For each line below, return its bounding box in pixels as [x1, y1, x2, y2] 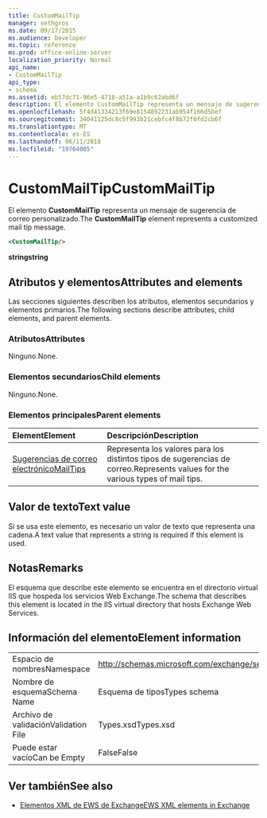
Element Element [12, 429, 76, 440]
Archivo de [12, 710, 53, 721]
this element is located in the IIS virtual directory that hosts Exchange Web [8, 599, 252, 609]
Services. [8, 608, 40, 617]
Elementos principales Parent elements [8, 409, 161, 421]
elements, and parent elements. [8, 314, 112, 323]
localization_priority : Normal [8, 57, 112, 65]
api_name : [8, 64, 41, 72]
